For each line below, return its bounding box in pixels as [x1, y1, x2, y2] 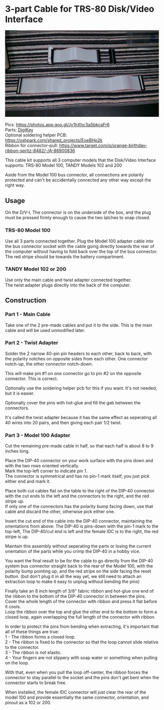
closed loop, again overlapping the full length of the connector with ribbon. [5, 614, 156, 620]
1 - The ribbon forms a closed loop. [5, 634, 76, 640]
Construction [5, 296, 46, 305]
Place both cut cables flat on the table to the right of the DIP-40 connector [5, 488, 155, 494]
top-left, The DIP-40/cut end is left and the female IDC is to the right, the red [5, 529, 159, 534]
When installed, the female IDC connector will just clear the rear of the [5, 689, 146, 695]
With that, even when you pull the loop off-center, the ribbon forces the [5, 669, 148, 675]
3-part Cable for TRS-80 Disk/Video [5, 3, 155, 15]
